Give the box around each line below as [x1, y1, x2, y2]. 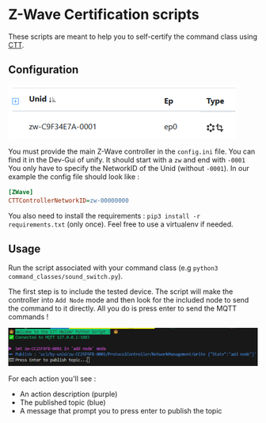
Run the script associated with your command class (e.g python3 [8, 263, 218, 272]
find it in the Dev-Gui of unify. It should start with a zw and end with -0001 [8, 154, 245, 164]
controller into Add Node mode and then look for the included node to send [8, 295, 249, 305]
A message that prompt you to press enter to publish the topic [19, 406, 222, 416]
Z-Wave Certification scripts [8, 6, 199, 24]
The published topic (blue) [19, 398, 106, 407]
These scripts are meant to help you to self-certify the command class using [8, 32, 257, 41]
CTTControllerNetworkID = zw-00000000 [8, 196, 129, 204]
